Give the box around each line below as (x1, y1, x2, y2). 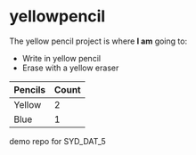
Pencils (13, 83, 46, 95)
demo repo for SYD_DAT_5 (9, 135, 107, 146)
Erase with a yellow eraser (21, 62, 119, 73)
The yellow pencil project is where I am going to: (9, 36, 188, 46)
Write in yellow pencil (21, 53, 101, 63)
